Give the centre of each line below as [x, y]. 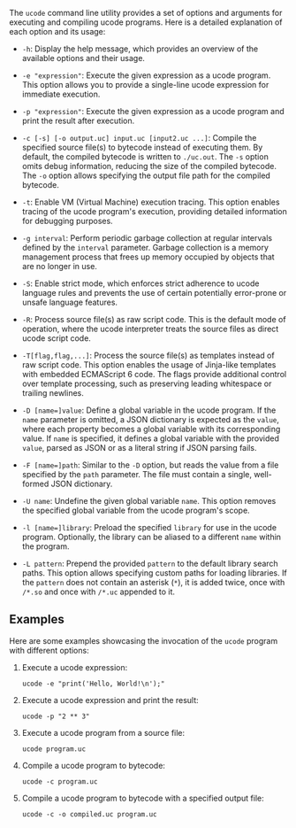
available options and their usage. [83, 58]
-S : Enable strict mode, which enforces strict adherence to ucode [140, 283]
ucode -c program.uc [60, 782]
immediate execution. [61, 94]
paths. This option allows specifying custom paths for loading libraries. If [154, 573]
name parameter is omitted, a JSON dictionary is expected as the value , [151, 419]
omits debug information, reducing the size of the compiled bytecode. [149, 166]
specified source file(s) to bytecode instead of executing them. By [142, 147]
